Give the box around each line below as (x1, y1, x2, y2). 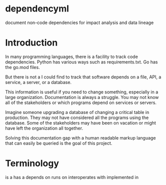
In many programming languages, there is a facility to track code (5, 53, 138, 59)
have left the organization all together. (5, 125, 83, 131)
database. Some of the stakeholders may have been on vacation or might (5, 119, 156, 125)
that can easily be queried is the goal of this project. (5, 140, 112, 146)
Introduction (5, 37, 58, 48)
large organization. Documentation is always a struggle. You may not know (5, 94, 159, 100)
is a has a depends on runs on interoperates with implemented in (5, 174, 139, 180)
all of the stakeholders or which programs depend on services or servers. (5, 99, 156, 105)
